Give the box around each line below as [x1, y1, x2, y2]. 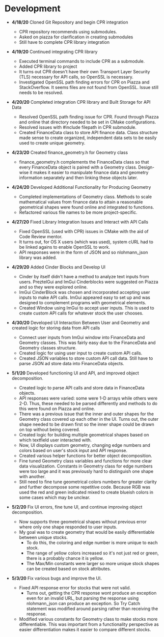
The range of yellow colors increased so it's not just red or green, [26, 550, 159, 556]
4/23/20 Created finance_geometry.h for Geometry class [11, 149, 128, 155]
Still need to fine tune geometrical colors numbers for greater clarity [19, 479, 157, 485]
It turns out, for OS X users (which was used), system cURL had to [19, 239, 153, 245]
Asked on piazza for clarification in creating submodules [19, 34, 134, 40]
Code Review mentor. [19, 233, 63, 239]
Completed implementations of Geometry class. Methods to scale [19, 194, 152, 200]
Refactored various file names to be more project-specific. [19, 209, 137, 215]
